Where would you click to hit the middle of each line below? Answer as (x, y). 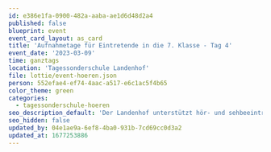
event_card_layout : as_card (56, 38)
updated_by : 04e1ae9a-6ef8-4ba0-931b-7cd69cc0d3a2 (95, 128)
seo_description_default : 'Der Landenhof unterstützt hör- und (117, 113)
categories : (28, 98)
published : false (38, 23)
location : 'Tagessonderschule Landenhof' (79, 68)
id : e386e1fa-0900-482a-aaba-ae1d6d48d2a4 (81, 16)
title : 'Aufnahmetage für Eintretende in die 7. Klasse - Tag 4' (120, 46)
